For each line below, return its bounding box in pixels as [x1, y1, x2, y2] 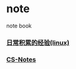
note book [6, 22, 32, 29]
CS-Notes [6, 55, 36, 64]
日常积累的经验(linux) [6, 38, 70, 47]
